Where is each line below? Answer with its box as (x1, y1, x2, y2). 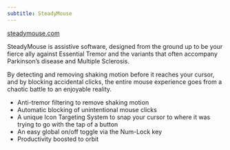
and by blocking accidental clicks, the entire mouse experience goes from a (7, 77, 222, 86)
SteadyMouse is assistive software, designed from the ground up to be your (7, 42, 223, 50)
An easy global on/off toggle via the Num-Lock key (17, 127, 163, 136)
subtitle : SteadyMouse (7, 10, 72, 17)
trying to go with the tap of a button (17, 120, 118, 128)
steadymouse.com (7, 29, 60, 37)
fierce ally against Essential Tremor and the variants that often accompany (7, 50, 218, 58)
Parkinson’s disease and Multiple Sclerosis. (7, 56, 129, 65)
